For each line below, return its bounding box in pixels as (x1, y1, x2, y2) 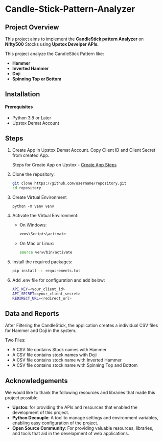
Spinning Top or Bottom (12, 76, 62, 82)
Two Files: (5, 337, 26, 343)
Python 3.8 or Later (12, 114, 51, 121)
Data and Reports (5, 309, 60, 318)
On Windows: (19, 222, 47, 228)
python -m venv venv (12, 204, 54, 209)
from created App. (12, 152, 49, 158)
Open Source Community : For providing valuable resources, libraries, (12, 425, 154, 431)
